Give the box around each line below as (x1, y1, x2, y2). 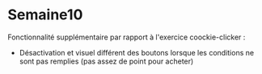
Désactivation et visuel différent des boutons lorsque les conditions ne (19, 47, 255, 57)
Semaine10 (7, 6, 83, 24)
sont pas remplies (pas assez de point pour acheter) (19, 56, 194, 66)
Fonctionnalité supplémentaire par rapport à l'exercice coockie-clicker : (7, 32, 246, 42)
